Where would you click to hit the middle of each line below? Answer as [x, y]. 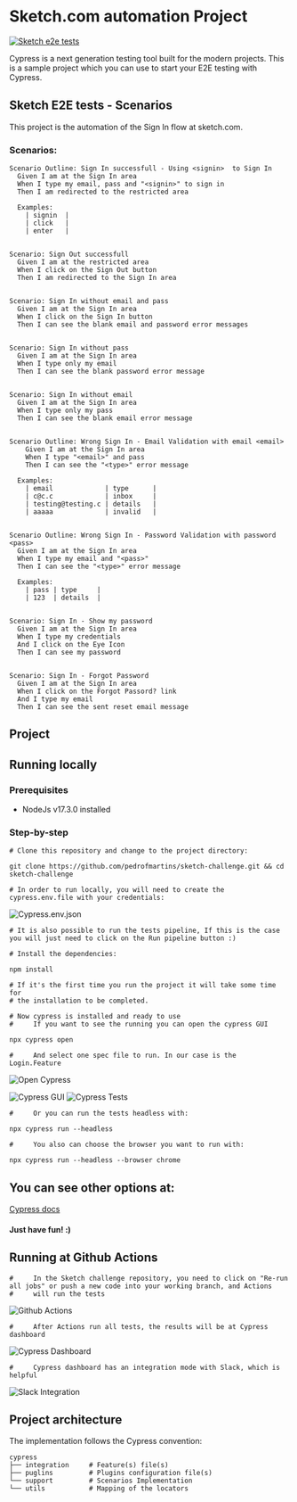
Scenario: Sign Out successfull [69, 255]
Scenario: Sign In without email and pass [89, 301]
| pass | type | [63, 590]
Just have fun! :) [40, 1229]
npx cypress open [41, 1040]
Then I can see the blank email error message [105, 418]
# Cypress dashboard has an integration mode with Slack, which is [144, 1367]
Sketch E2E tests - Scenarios [91, 106]
